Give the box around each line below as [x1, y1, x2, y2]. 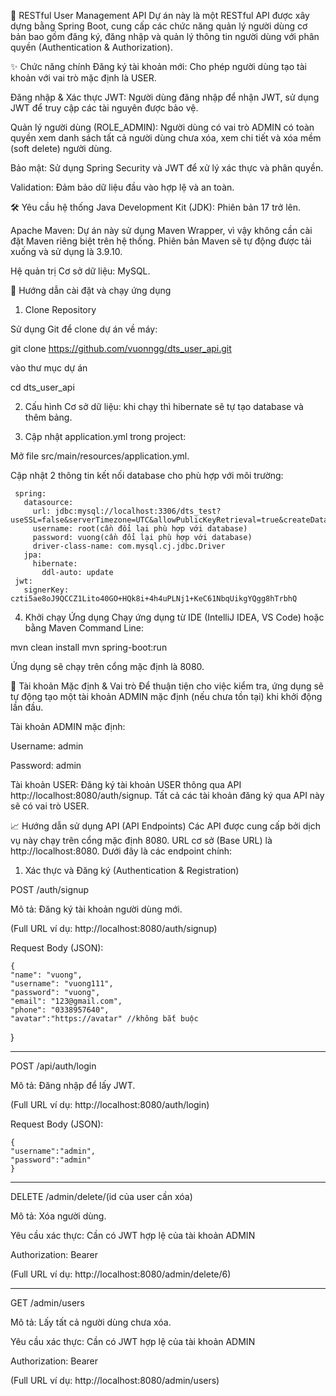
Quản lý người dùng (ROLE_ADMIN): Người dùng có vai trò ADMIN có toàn [10, 121, 315, 133]
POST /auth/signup [10, 884, 90, 895]
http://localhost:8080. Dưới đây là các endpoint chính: [10, 845, 233, 857]
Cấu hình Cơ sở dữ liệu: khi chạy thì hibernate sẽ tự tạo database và [24, 401, 304, 412]
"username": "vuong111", [10, 979, 114, 989]
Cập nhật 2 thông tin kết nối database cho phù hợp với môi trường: [10, 470, 284, 481]
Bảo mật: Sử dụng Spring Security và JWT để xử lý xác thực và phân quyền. [10, 162, 324, 174]
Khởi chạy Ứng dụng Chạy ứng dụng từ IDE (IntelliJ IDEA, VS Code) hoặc [24, 611, 325, 623]
